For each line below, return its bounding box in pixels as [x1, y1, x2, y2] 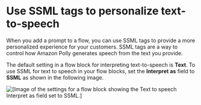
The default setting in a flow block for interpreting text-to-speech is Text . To [6, 61, 196, 68]
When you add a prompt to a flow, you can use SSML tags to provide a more [6, 37, 196, 44]
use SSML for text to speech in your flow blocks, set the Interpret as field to [6, 67, 195, 74]
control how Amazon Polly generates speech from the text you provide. [6, 49, 183, 56]
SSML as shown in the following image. [6, 74, 104, 81]
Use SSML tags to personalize [6, 4, 159, 18]
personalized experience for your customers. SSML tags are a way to [6, 43, 178, 50]
